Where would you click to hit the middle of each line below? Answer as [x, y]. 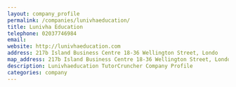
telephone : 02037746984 [42, 33]
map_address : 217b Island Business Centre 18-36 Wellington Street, [110, 60]
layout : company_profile [44, 14]
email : [17, 40]
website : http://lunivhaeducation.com [64, 46]
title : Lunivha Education [45, 27]
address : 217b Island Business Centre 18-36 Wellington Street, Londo [113, 53]
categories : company [38, 72]
